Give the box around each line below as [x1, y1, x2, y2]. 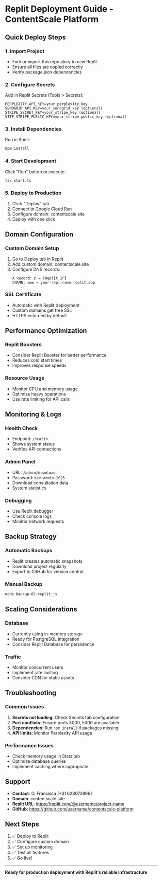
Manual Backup [5, 580, 43, 587]
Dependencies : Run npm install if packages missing [12, 725, 119, 731]
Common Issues [5, 703, 45, 710]
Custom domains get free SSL [12, 307, 72, 313]
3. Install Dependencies [5, 126, 62, 132]
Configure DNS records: [12, 266, 61, 272]
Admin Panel [5, 458, 35, 465]
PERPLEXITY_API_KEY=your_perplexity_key [5, 102, 88, 107]
